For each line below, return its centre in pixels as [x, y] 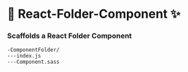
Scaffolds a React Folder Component [70, 36]
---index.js [24, 56]
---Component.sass [33, 62]
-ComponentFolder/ [33, 50]
